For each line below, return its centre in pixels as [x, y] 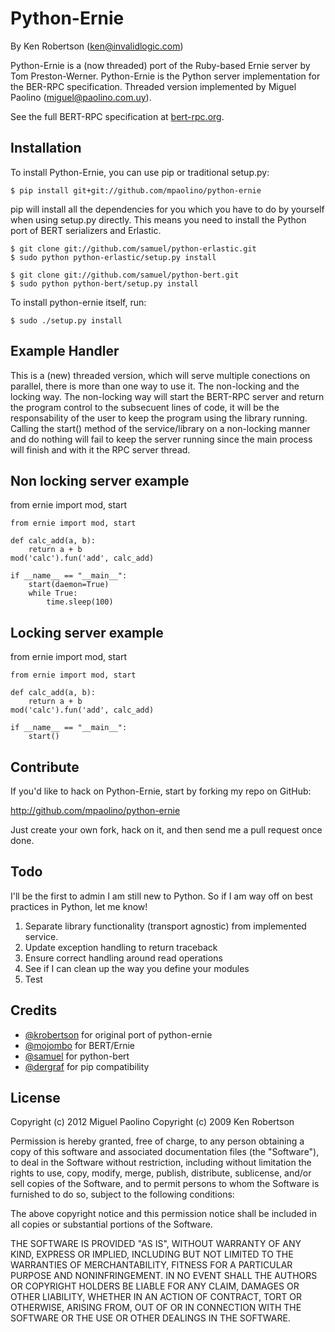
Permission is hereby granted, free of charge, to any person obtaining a [157, 1141]
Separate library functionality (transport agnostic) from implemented [165, 926]
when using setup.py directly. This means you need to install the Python [158, 219]
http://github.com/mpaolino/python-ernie [95, 810]
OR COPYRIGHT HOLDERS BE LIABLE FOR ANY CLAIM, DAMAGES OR [155, 1286]
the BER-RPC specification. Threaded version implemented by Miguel [153, 86]
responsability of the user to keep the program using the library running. [159, 418]
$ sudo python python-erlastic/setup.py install [113, 257]
